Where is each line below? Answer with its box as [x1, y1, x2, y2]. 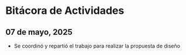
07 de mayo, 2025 [5, 27, 73, 37]
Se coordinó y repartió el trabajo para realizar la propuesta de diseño [13, 42, 181, 49]
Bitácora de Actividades [5, 4, 125, 17]
